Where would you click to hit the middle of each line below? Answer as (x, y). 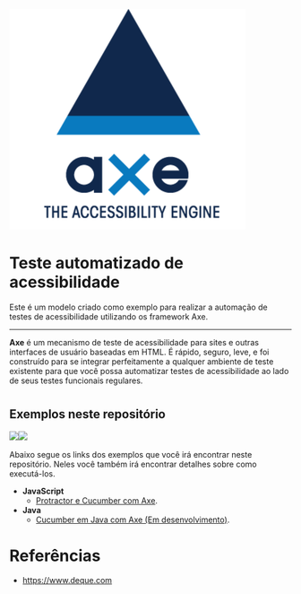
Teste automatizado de (96, 263)
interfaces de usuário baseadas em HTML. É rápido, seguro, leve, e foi (139, 352)
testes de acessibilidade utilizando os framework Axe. (109, 316)
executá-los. (32, 473)
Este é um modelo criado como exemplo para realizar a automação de (138, 307)
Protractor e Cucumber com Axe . (97, 500)
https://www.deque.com (67, 581)
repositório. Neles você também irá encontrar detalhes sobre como (133, 464)
